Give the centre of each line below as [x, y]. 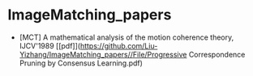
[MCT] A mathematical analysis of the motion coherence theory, [126, 37]
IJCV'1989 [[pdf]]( [50, 45]
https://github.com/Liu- [119, 45]
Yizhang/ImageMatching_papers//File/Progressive [103, 54]
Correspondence [217, 54]
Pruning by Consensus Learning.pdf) [81, 63]
